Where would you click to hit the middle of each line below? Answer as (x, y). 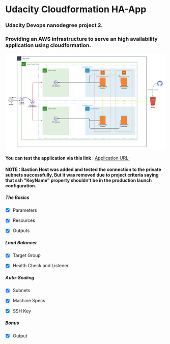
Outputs (21, 231)
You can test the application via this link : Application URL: (67, 158)
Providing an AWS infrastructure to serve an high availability (81, 39)
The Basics (17, 197)
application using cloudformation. (48, 45)
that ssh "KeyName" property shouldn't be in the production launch (79, 180)
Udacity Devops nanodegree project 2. (54, 25)
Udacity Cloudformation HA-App (76, 9)
